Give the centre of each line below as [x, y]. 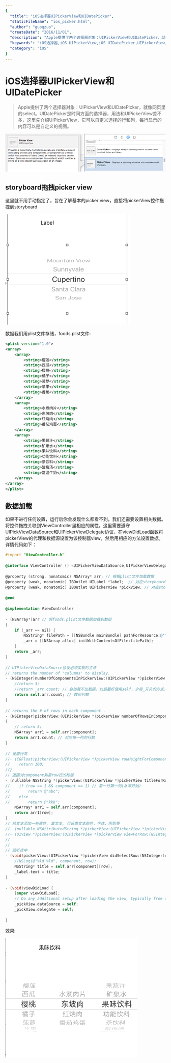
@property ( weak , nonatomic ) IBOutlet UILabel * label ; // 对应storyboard [85, 582]
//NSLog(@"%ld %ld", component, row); [55, 861]
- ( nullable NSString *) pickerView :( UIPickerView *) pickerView [74, 781]
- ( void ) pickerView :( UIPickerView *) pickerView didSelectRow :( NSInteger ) [85, 856]
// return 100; [25, 765]
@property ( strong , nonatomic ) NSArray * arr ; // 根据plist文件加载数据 [80, 576]
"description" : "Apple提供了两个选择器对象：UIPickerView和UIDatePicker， [86, 38]
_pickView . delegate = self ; [44, 910]
